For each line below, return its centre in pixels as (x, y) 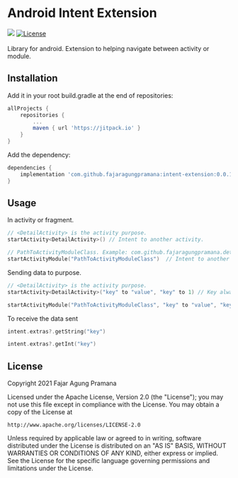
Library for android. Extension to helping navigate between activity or (108, 48)
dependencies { (30, 168)
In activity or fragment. (41, 220)
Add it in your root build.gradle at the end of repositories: (90, 95)
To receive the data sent (42, 318)
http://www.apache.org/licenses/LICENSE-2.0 (74, 425)
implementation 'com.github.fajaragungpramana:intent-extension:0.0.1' (128, 174)
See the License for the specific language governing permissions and (109, 461)
